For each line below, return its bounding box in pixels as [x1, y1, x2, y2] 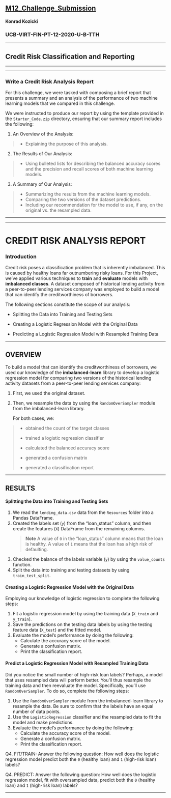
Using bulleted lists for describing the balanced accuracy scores [25, 160, 161, 167]
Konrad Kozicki [5, 18, 38, 24]
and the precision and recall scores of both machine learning [25, 166, 153, 172]
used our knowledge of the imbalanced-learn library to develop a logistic [5, 369, 160, 376]
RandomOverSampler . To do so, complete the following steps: [5, 688, 129, 694]
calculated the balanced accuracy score [25, 445, 110, 451]
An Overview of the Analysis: [12, 131, 74, 137]
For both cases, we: [12, 415, 54, 421]
